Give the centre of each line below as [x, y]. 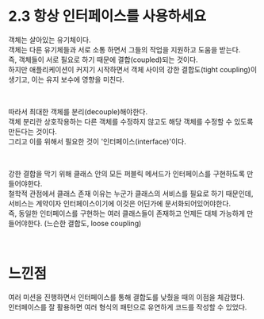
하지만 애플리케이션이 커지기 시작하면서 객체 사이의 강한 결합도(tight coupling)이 [133, 69]
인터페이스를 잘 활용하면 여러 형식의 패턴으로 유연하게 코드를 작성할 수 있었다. [128, 307]
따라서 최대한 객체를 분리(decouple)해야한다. [78, 111]
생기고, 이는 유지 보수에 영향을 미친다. [66, 79]
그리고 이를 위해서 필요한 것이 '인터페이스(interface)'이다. [97, 141]
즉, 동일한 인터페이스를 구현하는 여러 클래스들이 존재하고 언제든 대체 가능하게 [127, 213]
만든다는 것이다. [33, 131]
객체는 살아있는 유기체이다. [50, 40]
